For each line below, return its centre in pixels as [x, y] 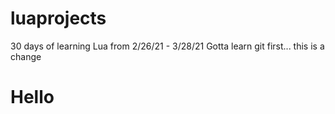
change [26, 56]
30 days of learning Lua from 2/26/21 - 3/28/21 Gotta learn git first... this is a [167, 46]
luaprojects [58, 18]
